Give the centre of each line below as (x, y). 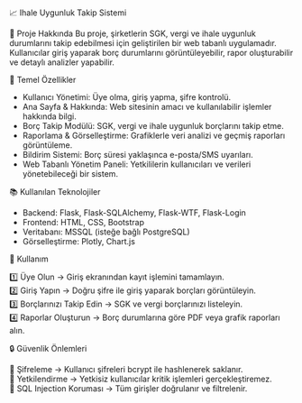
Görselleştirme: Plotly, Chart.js (78, 241)
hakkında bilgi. (49, 116)
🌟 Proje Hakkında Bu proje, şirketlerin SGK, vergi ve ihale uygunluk (133, 33)
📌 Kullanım (29, 259)
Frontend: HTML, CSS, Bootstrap (83, 222)
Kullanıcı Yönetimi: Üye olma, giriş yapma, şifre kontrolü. (127, 97)
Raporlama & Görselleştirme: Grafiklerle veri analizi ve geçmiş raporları (154, 135)
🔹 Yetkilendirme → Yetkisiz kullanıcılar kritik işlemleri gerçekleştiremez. (141, 379)
